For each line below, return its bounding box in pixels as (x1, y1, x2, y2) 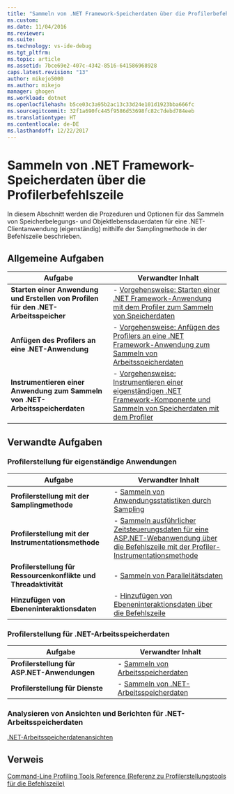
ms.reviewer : (7, 29, 45, 37)
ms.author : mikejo (7, 82, 61, 89)
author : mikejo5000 (7, 75, 64, 82)
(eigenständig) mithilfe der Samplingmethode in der (58, 225, 208, 233)
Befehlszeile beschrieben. (7, 232, 82, 241)
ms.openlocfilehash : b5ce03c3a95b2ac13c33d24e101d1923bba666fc (7, 101, 195, 108)
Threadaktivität (10, 579, 63, 589)
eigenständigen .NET (113, 386, 182, 396)
